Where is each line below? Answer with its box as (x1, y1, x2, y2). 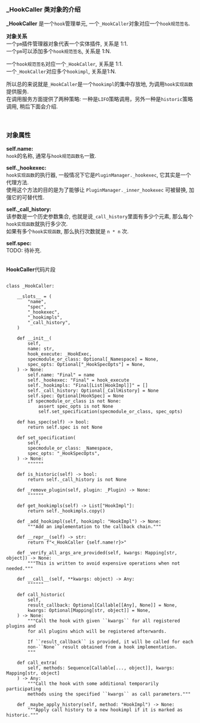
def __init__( (17, 335, 52, 341)
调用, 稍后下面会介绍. (6, 103, 59, 110)
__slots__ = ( (17, 293, 52, 300)
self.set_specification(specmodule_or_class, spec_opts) (38, 408, 183, 414)
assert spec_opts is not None (38, 403, 113, 409)
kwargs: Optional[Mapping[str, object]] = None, (27, 607, 151, 614)
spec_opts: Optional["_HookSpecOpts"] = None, (27, 361, 146, 367)
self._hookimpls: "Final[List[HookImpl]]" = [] (27, 382, 148, 388)
